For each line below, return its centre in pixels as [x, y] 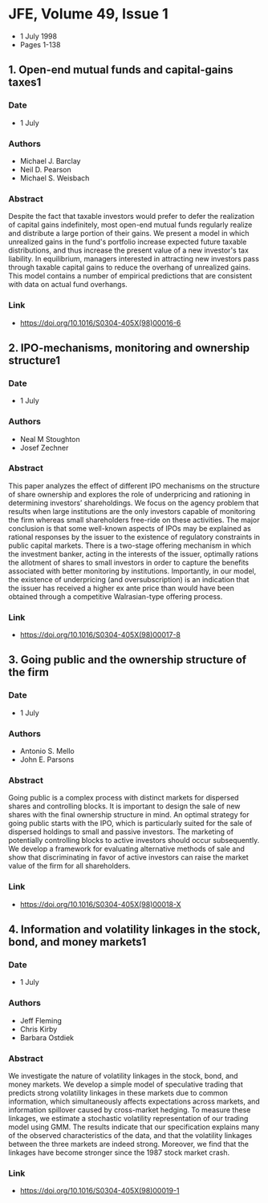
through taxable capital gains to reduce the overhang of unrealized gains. [130, 267]
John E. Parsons [47, 759]
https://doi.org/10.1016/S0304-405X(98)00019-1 [99, 1191]
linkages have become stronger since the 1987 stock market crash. [119, 1152]
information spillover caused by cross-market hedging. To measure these [130, 1110]
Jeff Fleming [41, 1020]
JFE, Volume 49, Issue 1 [88, 14]
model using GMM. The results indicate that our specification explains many [134, 1127]
